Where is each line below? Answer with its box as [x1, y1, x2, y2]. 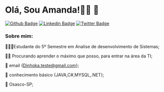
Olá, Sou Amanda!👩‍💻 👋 [5, 4, 99, 16]
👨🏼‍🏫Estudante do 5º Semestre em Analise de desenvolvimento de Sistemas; [5, 44, 160, 50]
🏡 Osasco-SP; [5, 81, 33, 87]
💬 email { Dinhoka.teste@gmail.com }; [5, 63, 80, 69]
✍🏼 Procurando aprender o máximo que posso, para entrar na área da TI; [5, 53, 153, 59]
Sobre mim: [5, 33, 33, 39]
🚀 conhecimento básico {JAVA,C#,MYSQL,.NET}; [5, 72, 105, 78]
